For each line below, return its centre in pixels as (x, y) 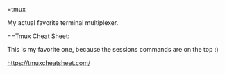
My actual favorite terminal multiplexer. (63, 22)
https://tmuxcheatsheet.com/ (49, 63)
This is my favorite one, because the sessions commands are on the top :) (113, 49)
